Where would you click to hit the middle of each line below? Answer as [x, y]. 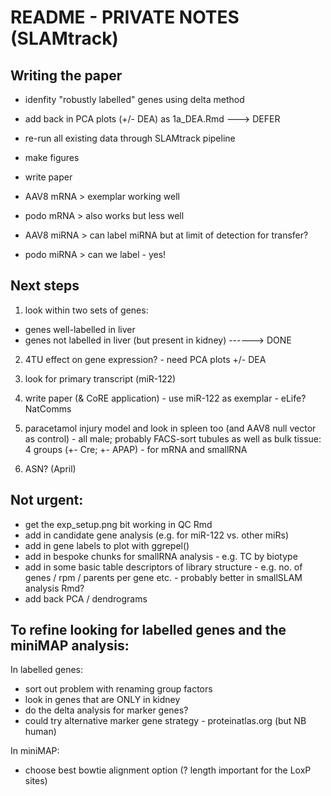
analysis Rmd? [54, 588]
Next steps [45, 286]
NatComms [48, 408]
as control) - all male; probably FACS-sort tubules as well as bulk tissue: [173, 438]
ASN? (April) [50, 468]
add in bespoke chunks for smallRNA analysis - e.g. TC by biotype [161, 556]
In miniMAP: [35, 751]
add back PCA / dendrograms [86, 598]
